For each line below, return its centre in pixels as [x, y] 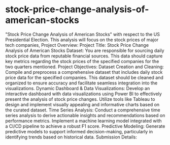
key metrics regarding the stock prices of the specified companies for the [82, 61]
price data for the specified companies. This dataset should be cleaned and [84, 77]
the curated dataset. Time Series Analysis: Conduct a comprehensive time [83, 110]
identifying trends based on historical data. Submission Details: [71, 137]
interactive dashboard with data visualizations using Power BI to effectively [84, 94]
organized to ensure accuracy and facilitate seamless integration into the [81, 83]
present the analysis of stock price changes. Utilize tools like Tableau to [80, 99]
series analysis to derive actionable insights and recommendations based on [85, 115]
